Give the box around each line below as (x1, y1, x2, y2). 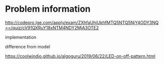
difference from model (5, 43, 50, 49)
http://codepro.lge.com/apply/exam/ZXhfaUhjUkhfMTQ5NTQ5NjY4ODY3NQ (5, 20, 159, 25)
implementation (5, 34, 37, 40)
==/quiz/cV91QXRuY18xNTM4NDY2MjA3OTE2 (5, 24, 99, 30)
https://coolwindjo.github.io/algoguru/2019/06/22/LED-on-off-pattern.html (5, 53, 156, 59)
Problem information (5, 3, 91, 15)
